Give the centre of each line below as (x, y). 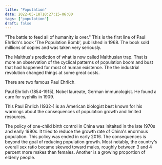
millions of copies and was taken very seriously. (53, 47)
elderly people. (20, 158)
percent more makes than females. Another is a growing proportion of (75, 152)
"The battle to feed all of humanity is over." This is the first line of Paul (75, 37)
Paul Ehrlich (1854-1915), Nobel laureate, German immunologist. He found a (81, 92)
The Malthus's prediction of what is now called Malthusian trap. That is (76, 57)
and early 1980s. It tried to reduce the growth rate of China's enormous (77, 131)
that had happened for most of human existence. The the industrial (72, 68)
